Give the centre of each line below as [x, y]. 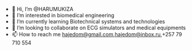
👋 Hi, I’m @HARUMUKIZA [43, 9]
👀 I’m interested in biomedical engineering [63, 15]
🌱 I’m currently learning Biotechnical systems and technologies [88, 21]
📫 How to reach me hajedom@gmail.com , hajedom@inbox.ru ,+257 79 [97, 34]
